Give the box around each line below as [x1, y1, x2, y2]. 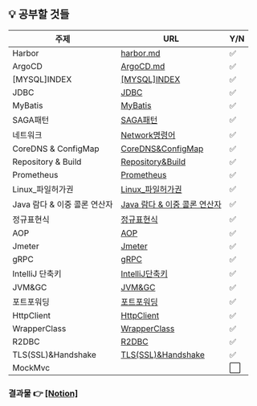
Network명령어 [120, 129, 176, 141]
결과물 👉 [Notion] [8, 388, 79, 399]
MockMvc [12, 362, 51, 373]
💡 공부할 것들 [8, 7, 70, 22]
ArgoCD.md [120, 60, 165, 72]
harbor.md [120, 47, 161, 59]
